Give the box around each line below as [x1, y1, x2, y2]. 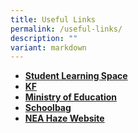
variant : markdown [10, 42, 87, 53]
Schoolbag [24, 102, 72, 114]
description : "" [10, 33, 78, 43]
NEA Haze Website [24, 112, 105, 125]
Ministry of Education [24, 91, 118, 103]
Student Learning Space [24, 70, 128, 82]
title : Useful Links [10, 14, 97, 25]
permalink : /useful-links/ [10, 24, 123, 34]
